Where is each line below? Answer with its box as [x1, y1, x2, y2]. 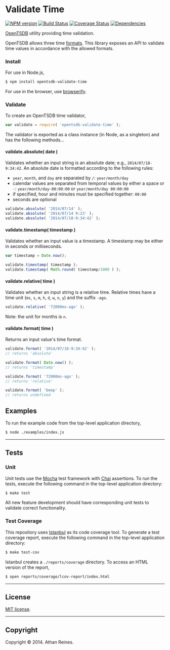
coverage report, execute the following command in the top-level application [5, 534, 165, 541]
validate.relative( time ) [5, 278, 56, 284]
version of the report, [5, 564, 50, 570]
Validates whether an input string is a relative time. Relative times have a [5, 289, 156, 295]
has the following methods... [5, 137, 64, 143]
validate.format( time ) [5, 325, 54, 331]
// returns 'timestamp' [5, 365, 56, 370]
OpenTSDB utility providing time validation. [5, 30, 95, 36]
